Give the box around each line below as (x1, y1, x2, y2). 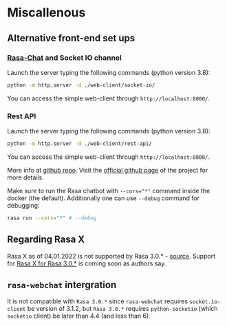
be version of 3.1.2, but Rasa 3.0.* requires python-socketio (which (27, 305, 218, 313)
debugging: (7, 201, 40, 209)
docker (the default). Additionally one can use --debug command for (7, 194, 200, 202)
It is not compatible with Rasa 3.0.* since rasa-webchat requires (7, 297, 188, 305)
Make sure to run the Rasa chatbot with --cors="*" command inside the (7, 186, 210, 195)
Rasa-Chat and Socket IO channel (7, 53, 122, 63)
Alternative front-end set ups (7, 32, 136, 44)
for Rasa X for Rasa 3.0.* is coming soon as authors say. (7, 259, 166, 268)
